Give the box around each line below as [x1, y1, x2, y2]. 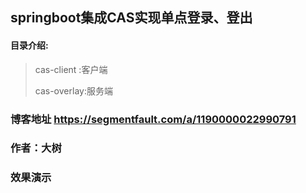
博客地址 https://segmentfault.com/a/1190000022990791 [10, 112, 297, 126]
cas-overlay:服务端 [34, 84, 113, 97]
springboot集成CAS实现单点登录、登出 [10, 9, 253, 27]
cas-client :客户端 [34, 63, 108, 75]
